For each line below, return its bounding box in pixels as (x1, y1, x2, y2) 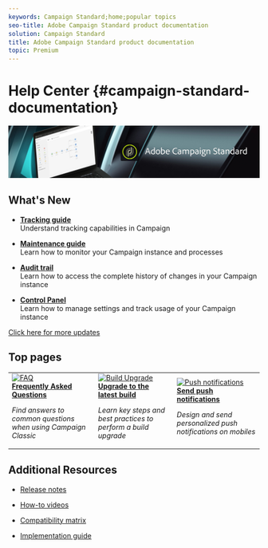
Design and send (176, 409, 233, 419)
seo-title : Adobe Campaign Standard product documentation (8, 21, 209, 30)
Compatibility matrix (19, 515, 86, 525)
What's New (8, 194, 71, 207)
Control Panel (19, 295, 66, 305)
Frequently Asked (11, 381, 73, 391)
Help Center (8, 82, 90, 100)
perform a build (98, 423, 149, 432)
